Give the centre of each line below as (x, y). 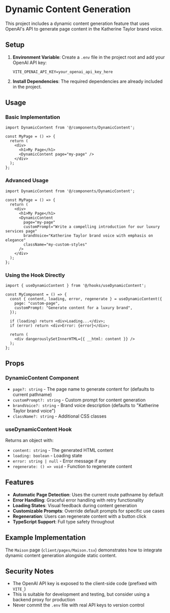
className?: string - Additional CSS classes (59, 416)
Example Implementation (46, 538)
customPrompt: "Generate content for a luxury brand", (74, 308)
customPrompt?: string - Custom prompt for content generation (79, 400)
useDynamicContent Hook (39, 429)
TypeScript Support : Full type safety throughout (63, 521)
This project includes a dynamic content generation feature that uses (77, 23)
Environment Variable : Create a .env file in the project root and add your (89, 57)
